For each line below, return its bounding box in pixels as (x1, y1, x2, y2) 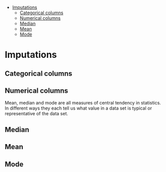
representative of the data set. (5, 111, 68, 117)
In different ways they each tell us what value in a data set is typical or (5, 105, 152, 111)
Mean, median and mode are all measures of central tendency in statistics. (5, 100, 161, 106)
